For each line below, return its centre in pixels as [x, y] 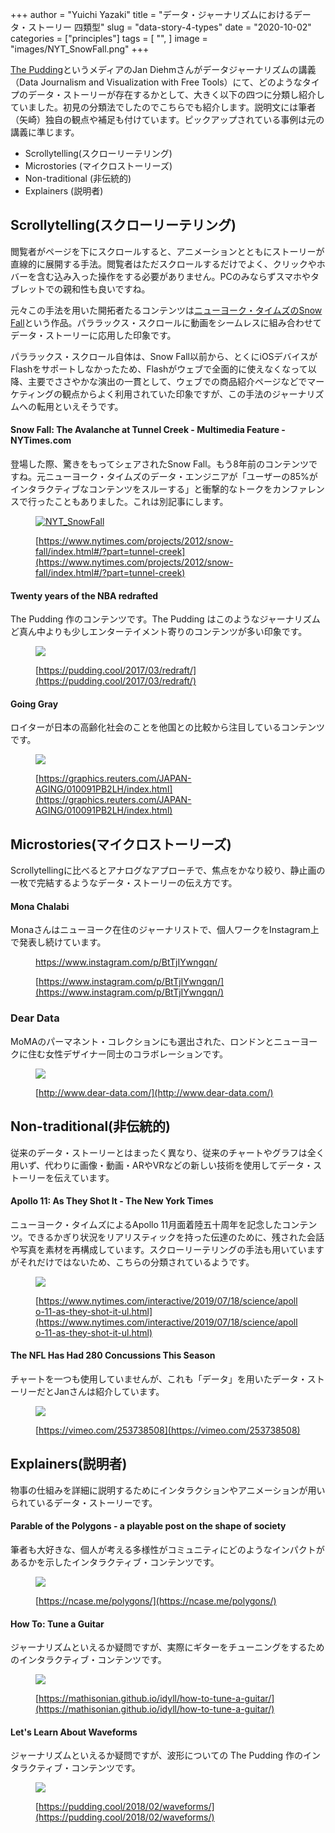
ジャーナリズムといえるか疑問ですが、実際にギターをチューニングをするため [167, 1647]
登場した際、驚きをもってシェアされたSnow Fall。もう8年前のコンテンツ [159, 464]
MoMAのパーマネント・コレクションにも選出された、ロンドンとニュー [155, 1041]
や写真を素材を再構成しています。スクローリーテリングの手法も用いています [167, 1249]
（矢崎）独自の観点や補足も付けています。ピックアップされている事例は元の [167, 119]
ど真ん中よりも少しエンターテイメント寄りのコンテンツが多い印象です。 [159, 632]
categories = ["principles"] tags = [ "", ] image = [109, 38]
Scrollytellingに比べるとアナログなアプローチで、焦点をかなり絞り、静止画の [168, 870]
